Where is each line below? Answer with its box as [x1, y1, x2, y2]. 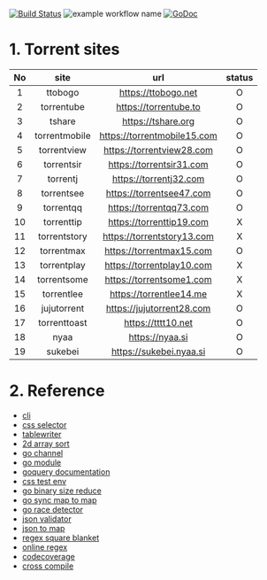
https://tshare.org [122, 115, 195, 128]
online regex [21, 541, 68, 553]
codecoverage [21, 551, 75, 561]
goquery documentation [21, 466, 111, 477]
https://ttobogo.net [118, 86, 198, 98]
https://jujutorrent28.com [105, 302, 211, 314]
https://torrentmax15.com [104, 244, 212, 257]
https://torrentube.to [116, 100, 201, 112]
